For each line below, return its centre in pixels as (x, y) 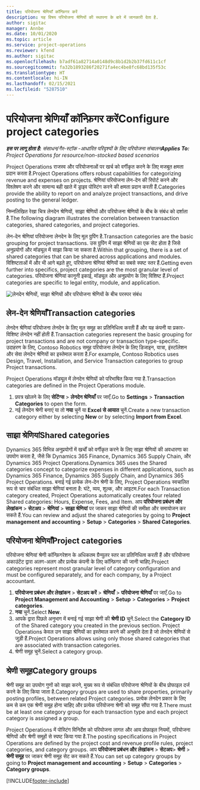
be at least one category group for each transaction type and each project (97, 712)
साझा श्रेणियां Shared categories (58, 436)
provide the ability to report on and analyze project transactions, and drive (97, 193)
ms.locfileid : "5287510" (37, 89)
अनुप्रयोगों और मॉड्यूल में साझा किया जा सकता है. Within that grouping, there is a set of (97, 250)
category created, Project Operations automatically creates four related (94, 495)
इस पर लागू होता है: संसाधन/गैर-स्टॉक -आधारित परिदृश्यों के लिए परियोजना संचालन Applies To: (98, 148)
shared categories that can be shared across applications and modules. (94, 256)
